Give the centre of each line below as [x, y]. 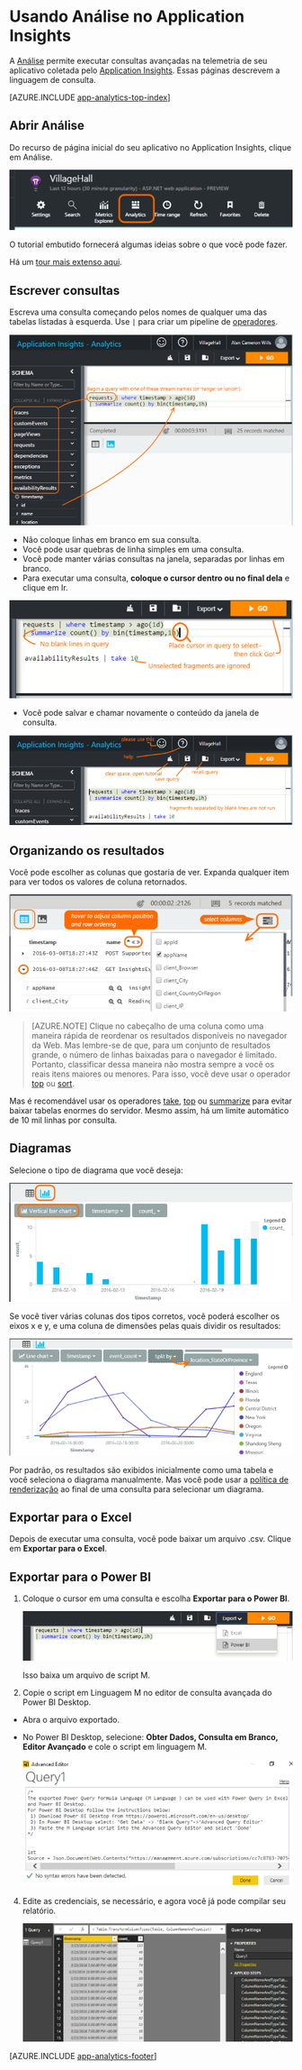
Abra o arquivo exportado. [71, 1719]
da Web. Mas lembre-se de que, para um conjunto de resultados [151, 1045]
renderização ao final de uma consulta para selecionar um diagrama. [137, 1488]
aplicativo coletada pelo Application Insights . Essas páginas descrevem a [145, 70]
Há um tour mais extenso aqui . [66, 262]
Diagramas [40, 1148]
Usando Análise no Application [127, 17]
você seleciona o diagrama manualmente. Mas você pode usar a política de [149, 1479]
